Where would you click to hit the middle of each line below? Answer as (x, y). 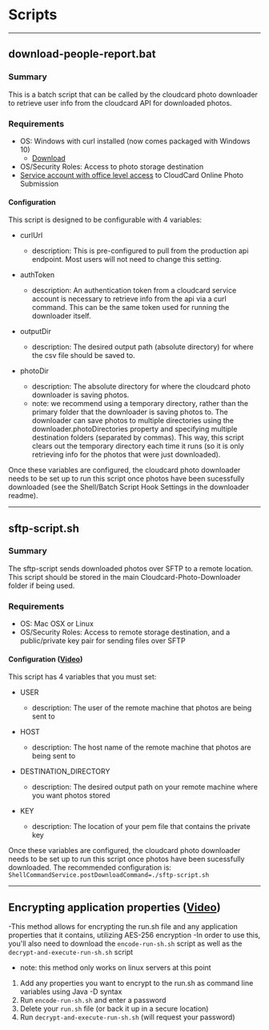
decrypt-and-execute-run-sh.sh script (71, 952)
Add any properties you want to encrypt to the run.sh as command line (137, 984)
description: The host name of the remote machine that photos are (141, 747)
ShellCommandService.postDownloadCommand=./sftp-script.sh (109, 875)
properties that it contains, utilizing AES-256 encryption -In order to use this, (134, 935)
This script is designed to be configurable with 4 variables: (105, 220)
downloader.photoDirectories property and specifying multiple (134, 429)
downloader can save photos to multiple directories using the (133, 420)
